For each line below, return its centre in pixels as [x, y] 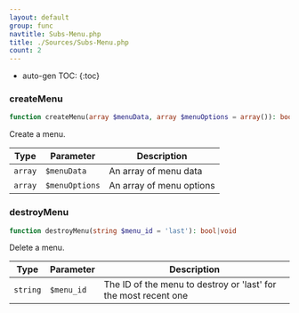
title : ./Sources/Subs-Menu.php [69, 42]
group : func [31, 26]
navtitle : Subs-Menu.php [55, 34]
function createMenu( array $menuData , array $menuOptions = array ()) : [143, 117]
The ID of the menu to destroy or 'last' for [190, 285]
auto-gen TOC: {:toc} [61, 76]
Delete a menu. [37, 248]
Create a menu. [37, 134]
